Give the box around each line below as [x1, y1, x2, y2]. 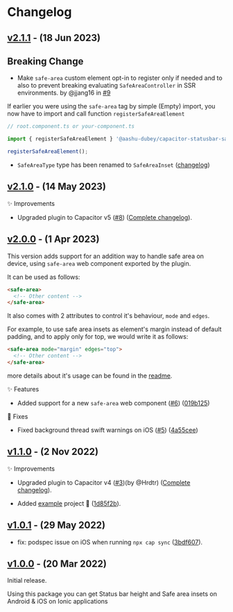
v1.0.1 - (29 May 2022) [7, 520, 106, 531]
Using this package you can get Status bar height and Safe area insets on [7, 590, 217, 598]
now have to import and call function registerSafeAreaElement [7, 109, 185, 118]
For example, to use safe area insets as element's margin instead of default [7, 325, 222, 334]
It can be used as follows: [7, 273, 80, 281]
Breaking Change [7, 55, 84, 67]
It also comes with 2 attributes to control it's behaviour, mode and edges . [7, 312, 210, 320]
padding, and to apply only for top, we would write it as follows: [7, 332, 189, 341]
